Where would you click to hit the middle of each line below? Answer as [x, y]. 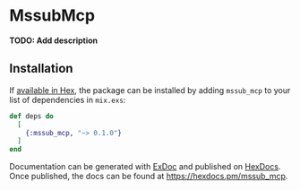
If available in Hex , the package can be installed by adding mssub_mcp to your [150, 90]
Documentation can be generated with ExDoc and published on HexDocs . [145, 167]
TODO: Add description [54, 40]
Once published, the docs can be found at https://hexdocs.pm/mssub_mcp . [149, 177]
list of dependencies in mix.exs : [68, 99]
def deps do [31, 116]
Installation [41, 69]
